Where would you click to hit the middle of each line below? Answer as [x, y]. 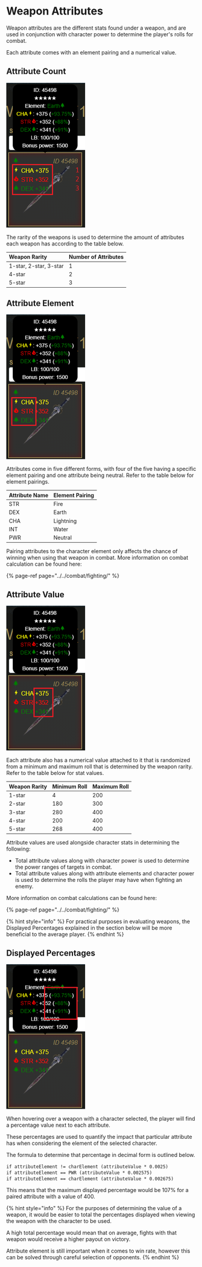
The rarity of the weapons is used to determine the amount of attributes [95, 237]
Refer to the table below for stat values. [55, 773]
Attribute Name [29, 495]
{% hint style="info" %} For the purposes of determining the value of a [94, 1208]
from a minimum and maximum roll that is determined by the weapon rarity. [99, 766]
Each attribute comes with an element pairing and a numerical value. [91, 52]
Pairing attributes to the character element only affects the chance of [92, 551]
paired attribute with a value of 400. [51, 1197]
